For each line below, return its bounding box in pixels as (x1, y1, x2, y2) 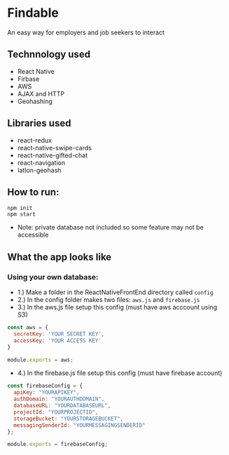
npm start (7, 211, 36, 218)
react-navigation (17, 158, 66, 166)
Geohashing (17, 97, 53, 105)
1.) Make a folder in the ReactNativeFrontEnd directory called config (17, 288, 214, 296)
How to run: (7, 186, 60, 198)
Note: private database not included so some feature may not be (17, 223, 204, 232)
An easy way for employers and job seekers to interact (7, 28, 165, 37)
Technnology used (7, 48, 91, 60)
